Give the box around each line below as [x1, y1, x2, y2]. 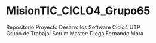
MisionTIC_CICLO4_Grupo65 [6, 4, 151, 18]
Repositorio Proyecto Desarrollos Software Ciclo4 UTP [6, 24, 140, 31]
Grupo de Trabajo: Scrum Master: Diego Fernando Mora [6, 29, 144, 37]
